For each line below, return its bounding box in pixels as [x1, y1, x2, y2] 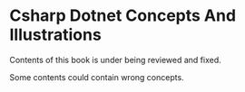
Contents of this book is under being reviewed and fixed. [9, 54, 222, 65]
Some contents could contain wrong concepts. [9, 71, 184, 82]
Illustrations [9, 24, 102, 45]
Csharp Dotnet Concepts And [9, 5, 237, 26]
